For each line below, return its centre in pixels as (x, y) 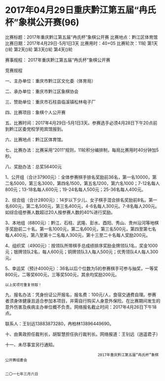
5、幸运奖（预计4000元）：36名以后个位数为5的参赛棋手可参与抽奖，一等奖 (82, 268)
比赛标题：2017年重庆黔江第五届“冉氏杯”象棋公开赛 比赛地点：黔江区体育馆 (82, 37)
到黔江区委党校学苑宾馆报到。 (35, 129)
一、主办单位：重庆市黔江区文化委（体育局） (50, 81)
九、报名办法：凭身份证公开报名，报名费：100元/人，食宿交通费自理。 (76, 295)
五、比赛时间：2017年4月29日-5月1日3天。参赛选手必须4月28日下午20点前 (81, 123)
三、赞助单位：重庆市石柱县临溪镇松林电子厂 (50, 102)
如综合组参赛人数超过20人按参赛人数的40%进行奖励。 (60, 212)
